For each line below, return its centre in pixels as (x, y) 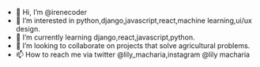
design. (28, 29)
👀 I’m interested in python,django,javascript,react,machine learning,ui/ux (134, 20)
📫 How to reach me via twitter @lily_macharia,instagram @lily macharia (133, 54)
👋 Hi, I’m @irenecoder (51, 12)
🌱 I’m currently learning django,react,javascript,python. (105, 37)
